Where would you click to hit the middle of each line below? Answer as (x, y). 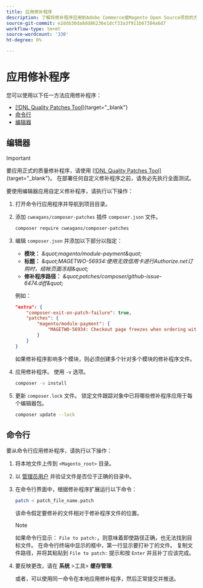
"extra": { (29, 307)
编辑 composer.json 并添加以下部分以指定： (69, 241)
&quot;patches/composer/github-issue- (112, 276)
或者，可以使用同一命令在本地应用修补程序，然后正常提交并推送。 (97, 579)
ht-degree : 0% (24, 40)
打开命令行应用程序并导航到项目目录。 (63, 204)
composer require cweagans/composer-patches (72, 228)
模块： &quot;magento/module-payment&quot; (83, 253)
